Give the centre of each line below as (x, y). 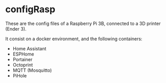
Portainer (23, 59)
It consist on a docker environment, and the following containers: (74, 39)
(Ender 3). (16, 29)
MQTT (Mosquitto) (32, 70)
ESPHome (23, 54)
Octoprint (23, 65)
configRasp (30, 9)
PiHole (20, 75)
